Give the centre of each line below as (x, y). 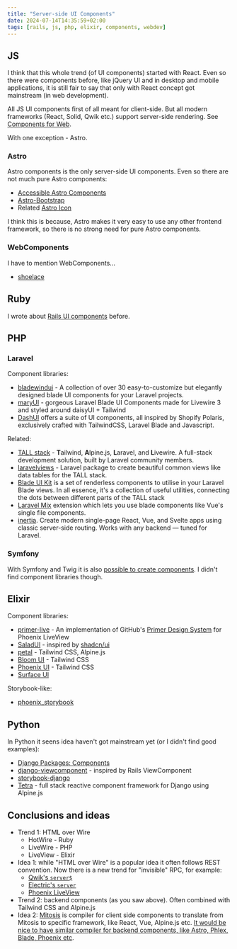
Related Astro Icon (45, 208)
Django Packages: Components (64, 763)
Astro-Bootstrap (41, 200)
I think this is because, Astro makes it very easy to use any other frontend (115, 222)
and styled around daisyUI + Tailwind (71, 410)
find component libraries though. (55, 576)
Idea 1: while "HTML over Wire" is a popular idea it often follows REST (119, 863)
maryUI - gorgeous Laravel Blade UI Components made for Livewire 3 (119, 403)
